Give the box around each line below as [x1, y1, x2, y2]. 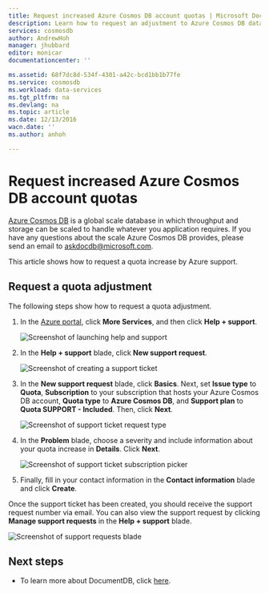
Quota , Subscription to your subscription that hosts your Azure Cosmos [19, 387, 259, 397]
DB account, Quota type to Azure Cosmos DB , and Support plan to [19, 396, 244, 405]
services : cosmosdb [8, 26, 74, 34]
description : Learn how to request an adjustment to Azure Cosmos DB [8, 19, 246, 27]
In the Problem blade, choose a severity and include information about [19, 435, 254, 445]
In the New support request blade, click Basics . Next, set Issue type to [19, 378, 257, 389]
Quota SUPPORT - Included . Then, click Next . [19, 404, 174, 413]
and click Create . [19, 483, 78, 493]
